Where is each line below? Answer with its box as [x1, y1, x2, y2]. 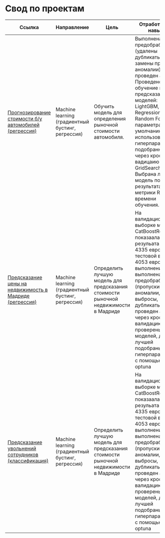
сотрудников [7, 451, 38, 458]
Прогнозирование [7, 109, 51, 116]
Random [135, 115, 155, 122]
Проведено [135, 78, 162, 85]
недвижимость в [7, 286, 48, 293]
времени [135, 195, 156, 202]
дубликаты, [135, 54, 162, 61]
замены [135, 60, 154, 66]
